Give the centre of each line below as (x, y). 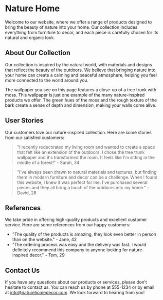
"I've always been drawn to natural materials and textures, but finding (87, 172)
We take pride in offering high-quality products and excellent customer (76, 220)
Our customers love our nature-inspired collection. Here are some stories (78, 132)
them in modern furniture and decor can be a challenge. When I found (87, 177)
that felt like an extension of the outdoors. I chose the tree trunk (81, 152)
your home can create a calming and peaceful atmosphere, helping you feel (81, 75)
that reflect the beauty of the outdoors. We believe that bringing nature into (80, 70)
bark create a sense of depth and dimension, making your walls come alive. (81, 105)
